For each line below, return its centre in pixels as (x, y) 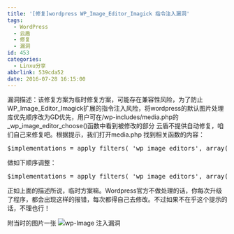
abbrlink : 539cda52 (36, 72)
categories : (24, 60)
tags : (15, 20)
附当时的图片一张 (32, 223)
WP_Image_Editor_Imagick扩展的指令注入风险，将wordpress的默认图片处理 (116, 109)
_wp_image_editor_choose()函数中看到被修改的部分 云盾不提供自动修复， (112, 126)
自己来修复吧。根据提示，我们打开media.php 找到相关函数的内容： (109, 135)
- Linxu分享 (30, 66)
